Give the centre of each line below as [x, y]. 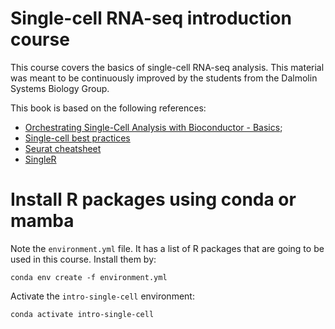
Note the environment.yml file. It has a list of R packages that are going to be [167, 248]
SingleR [40, 159]
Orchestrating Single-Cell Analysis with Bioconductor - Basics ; [153, 127]
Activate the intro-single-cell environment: [102, 296]
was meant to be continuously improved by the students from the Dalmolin [164, 78]
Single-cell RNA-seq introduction [151, 18]
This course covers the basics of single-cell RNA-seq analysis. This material [167, 67]
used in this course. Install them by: [83, 259]
